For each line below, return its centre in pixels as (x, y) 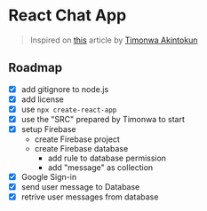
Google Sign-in (49, 177)
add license (42, 99)
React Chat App (68, 16)
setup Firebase (48, 129)
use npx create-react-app (69, 109)
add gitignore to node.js (65, 89)
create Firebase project (77, 139)
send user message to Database (80, 187)
